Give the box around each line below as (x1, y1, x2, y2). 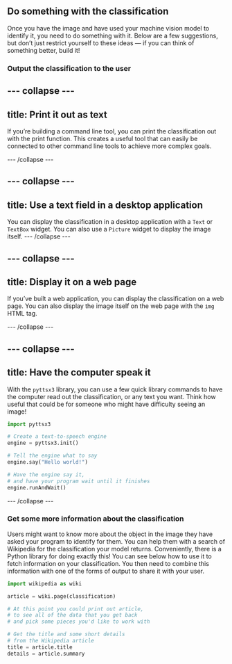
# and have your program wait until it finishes (7, 478, 150, 485)
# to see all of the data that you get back (7, 612, 138, 619)
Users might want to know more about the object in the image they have (7, 530, 213, 538)
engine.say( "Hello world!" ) (7, 459, 89, 466)
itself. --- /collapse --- (7, 232, 71, 241)
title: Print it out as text (7, 108, 107, 120)
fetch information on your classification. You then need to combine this (7, 559, 210, 567)
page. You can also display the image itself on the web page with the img (7, 302, 215, 310)
